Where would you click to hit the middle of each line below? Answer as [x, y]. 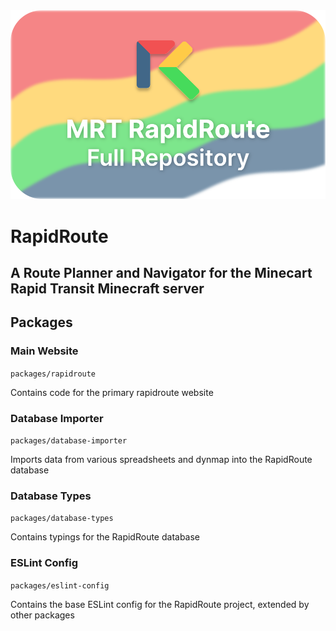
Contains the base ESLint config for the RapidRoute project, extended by [160, 604]
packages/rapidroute [53, 374]
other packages [42, 615]
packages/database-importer [69, 440]
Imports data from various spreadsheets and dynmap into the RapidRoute [161, 459]
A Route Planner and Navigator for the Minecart [161, 272]
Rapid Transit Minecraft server [107, 288]
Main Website [44, 351]
